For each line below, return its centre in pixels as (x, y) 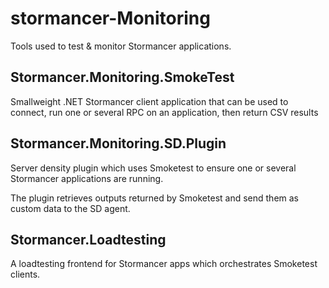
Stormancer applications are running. (87, 178)
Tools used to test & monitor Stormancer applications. (121, 46)
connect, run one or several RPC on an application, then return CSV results (164, 112)
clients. (25, 274)
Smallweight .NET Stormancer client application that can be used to (149, 101)
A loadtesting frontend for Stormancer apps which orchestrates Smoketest (164, 264)
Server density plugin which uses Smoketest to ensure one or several (153, 168)
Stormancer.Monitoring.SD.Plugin (118, 143)
